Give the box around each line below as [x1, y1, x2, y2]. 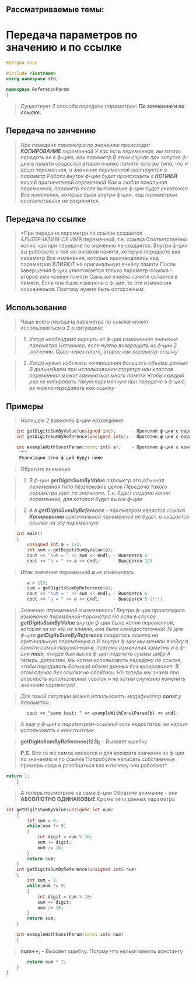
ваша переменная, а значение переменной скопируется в [20, 166, 167, 173]
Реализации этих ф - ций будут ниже [19, 455, 103, 461]
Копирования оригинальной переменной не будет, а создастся [29, 513, 190, 520]
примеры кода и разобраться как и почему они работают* [20, 762, 168, 769]
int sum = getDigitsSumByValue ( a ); [27, 547, 114, 553]
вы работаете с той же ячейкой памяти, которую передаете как [20, 248, 181, 255]
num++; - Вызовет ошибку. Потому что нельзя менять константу [20, 948, 183, 955]
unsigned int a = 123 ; [27, 541, 82, 548]
